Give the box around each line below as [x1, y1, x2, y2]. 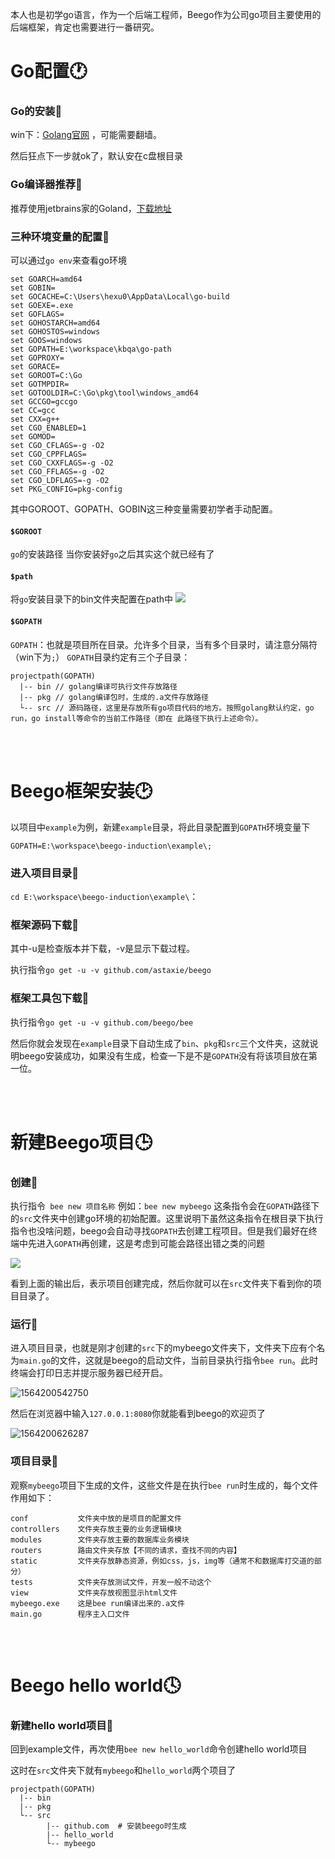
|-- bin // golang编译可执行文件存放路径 [19, 681, 178, 692]
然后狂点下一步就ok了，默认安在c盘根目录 [10, 150, 184, 162]
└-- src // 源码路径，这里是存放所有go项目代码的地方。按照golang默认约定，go [19, 703, 315, 713]
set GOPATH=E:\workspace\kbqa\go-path [10, 344, 172, 355]
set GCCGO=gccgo [10, 397, 78, 407]
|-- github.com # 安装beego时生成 [46, 1821, 187, 1832]
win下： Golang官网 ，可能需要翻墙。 [10, 129, 163, 141]
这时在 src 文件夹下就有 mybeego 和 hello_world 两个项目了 [10, 1764, 237, 1777]
